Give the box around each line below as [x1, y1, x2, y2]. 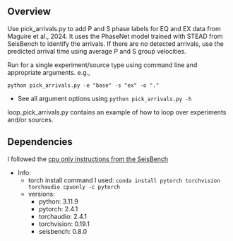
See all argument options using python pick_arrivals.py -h [17, 94, 192, 102]
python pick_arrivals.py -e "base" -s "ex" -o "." [7, 81, 160, 89]
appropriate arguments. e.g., [7, 68, 90, 76]
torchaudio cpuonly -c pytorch [28, 183, 121, 190]
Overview [7, 6, 52, 18]
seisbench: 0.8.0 [38, 227, 88, 235]
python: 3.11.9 [38, 197, 79, 206]
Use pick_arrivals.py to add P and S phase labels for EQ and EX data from [7, 24, 221, 33]
